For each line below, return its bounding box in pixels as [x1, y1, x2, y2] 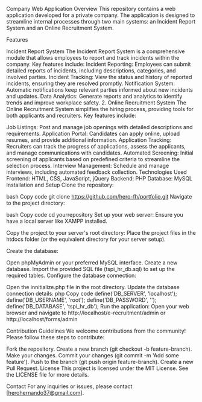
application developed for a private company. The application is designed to [6, 11, 195, 19]
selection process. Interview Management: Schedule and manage [6, 162, 169, 169]
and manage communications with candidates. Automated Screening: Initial [6, 149, 194, 156]
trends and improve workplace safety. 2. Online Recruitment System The [6, 99, 187, 106]
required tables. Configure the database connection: [6, 272, 137, 279]
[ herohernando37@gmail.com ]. [6, 389, 84, 396]
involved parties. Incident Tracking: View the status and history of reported [6, 74, 192, 80]
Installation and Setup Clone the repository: [6, 181, 114, 188]
